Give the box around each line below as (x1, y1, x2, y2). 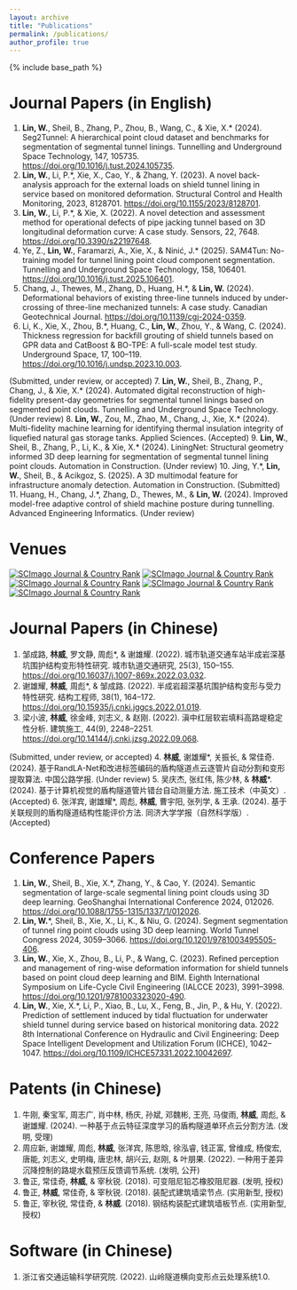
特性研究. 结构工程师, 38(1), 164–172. (21, 692, 156, 703)
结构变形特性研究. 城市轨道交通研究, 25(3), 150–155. (45, 660, 235, 671)
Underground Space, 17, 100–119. (21, 349, 142, 360)
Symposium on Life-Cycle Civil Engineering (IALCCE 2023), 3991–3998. (21, 982, 285, 991)
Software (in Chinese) (9, 1241, 173, 1262)
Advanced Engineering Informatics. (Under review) (9, 508, 195, 519)
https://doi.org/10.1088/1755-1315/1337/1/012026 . (21, 906, 201, 916)
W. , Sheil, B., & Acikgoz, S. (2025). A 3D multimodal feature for (9, 470, 238, 481)
